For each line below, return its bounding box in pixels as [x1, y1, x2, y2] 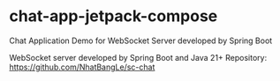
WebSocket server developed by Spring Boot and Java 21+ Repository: [9, 52, 268, 63]
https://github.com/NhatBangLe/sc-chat [9, 62, 155, 72]
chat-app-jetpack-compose [9, 6, 218, 26]
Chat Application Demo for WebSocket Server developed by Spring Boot [9, 35, 273, 46]
